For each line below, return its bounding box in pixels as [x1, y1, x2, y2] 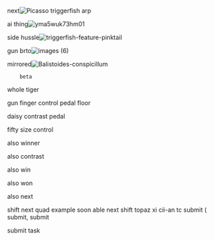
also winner [7, 139, 40, 147]
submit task [7, 226, 40, 234]
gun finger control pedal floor [7, 99, 91, 107]
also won [7, 179, 33, 187]
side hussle [7, 33, 40, 41]
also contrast [7, 152, 45, 160]
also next [7, 192, 33, 200]
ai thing [7, 20, 29, 28]
